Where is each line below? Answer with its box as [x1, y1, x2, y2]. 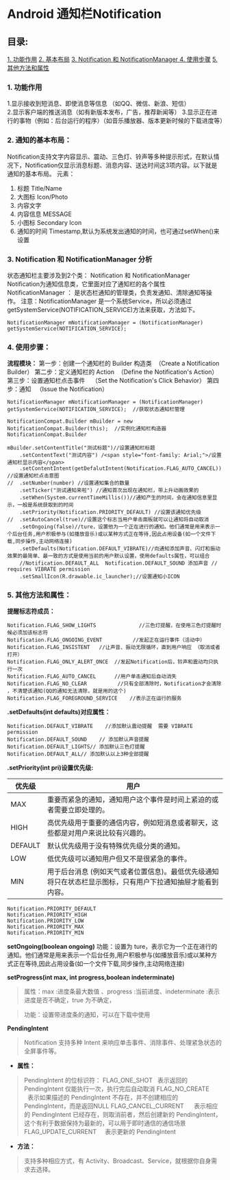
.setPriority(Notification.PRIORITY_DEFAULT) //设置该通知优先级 [19, 509, 202, 516]
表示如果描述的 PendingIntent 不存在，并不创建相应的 [27, 1094, 179, 1102]
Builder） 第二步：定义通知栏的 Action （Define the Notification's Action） [7, 368, 218, 376]
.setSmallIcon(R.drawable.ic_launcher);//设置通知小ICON [19, 574, 180, 580]
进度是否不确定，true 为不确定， [23, 996, 116, 1004]
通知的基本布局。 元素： [7, 169, 75, 178]
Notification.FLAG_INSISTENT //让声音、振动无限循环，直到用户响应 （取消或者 [7, 644, 220, 651]
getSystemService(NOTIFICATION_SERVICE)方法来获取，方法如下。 [7, 305, 199, 314]
